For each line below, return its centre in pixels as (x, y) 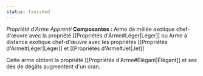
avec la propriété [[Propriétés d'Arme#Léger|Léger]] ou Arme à (108, 35)
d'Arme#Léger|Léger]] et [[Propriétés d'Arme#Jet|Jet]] (75, 48)
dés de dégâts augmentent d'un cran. (53, 66)
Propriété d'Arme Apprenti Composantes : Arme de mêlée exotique (91, 29)
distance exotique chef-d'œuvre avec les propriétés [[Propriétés (87, 42)
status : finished (28, 12)
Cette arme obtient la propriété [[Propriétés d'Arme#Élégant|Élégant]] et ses (102, 60)
